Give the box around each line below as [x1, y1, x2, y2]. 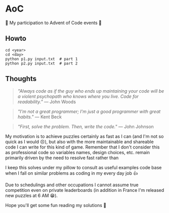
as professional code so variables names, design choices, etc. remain [5, 149, 150, 155]
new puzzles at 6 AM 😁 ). [5, 192, 58, 198]
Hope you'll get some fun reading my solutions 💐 [5, 202, 107, 208]
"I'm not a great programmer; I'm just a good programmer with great [17, 108, 161, 114]
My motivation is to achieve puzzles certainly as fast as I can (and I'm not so [5, 133, 164, 139]
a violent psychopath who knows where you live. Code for [17, 93, 139, 99]
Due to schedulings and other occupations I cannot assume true [5, 182, 139, 188]
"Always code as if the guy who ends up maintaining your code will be [17, 88, 164, 94]
